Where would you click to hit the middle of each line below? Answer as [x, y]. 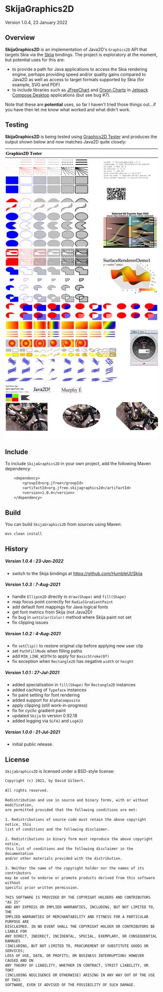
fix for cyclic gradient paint [39, 711]
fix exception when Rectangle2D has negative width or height [73, 661]
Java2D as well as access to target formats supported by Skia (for [78, 79]
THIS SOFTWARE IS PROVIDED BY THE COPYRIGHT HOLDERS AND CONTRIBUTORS [78, 898]
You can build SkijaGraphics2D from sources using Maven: [64, 524]
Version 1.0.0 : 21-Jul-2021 [33, 732]
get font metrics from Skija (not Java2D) [52, 612]
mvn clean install [24, 534]
